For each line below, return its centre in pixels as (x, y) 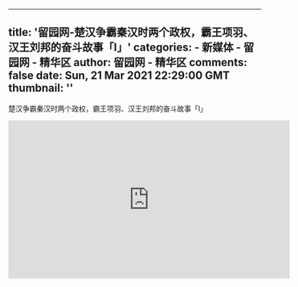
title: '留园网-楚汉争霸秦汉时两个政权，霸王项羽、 (131, 33)
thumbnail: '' (41, 88)
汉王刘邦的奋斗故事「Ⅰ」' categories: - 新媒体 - (125, 48)
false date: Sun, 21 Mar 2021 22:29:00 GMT (119, 76)
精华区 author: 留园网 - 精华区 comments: (143, 62)
